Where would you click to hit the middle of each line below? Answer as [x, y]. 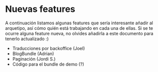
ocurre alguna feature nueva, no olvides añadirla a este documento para [79, 33]
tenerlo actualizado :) [27, 39]
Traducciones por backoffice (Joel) [49, 48]
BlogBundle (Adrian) [33, 54]
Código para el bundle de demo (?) [48, 64]
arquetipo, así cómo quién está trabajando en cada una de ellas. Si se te [79, 28]
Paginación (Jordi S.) [34, 59]
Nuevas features [40, 9]
